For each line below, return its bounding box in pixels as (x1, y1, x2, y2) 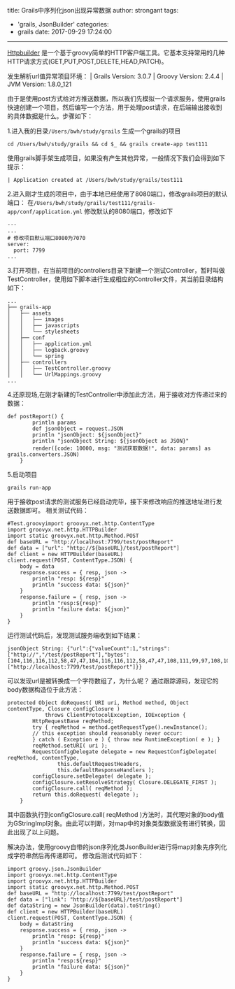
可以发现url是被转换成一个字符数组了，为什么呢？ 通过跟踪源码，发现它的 (7, 677, 219, 685)
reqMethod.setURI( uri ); (32, 742, 108, 749)
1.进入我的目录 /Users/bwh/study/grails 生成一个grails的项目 (7, 127, 181, 135)
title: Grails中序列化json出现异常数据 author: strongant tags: (7, 6, 179, 14)
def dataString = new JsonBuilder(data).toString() (7, 902, 161, 909)
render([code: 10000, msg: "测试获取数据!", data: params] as (32, 445, 211, 452)
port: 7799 (13, 247, 45, 254)
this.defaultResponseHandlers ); (57, 767, 155, 774)
